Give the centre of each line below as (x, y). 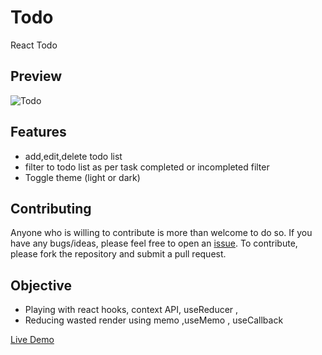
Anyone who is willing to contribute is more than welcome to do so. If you (161, 233)
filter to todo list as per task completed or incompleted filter (147, 167)
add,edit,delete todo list (73, 156)
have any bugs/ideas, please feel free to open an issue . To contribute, (154, 243)
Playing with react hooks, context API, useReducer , (131, 310)
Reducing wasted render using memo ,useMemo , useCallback (154, 320)
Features (38, 132)
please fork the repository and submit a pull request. (118, 254)
